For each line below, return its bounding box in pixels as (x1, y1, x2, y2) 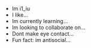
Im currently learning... (11, 18, 68, 24)
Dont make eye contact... (11, 30, 74, 37)
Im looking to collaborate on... (11, 24, 86, 31)
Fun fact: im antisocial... (11, 37, 71, 43)
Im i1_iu (11, 5, 31, 12)
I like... (11, 11, 28, 18)
